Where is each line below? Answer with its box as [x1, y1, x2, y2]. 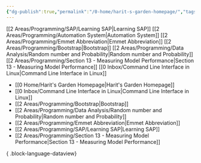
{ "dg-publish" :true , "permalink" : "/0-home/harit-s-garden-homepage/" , [6, 8, 184, 15]
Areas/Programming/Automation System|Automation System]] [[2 [6, 31, 168, 39]
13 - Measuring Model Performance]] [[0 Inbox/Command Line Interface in [6, 63, 190, 70]
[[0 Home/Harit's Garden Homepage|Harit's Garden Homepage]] [14, 81, 175, 88]
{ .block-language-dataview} [6, 150, 77, 157]
